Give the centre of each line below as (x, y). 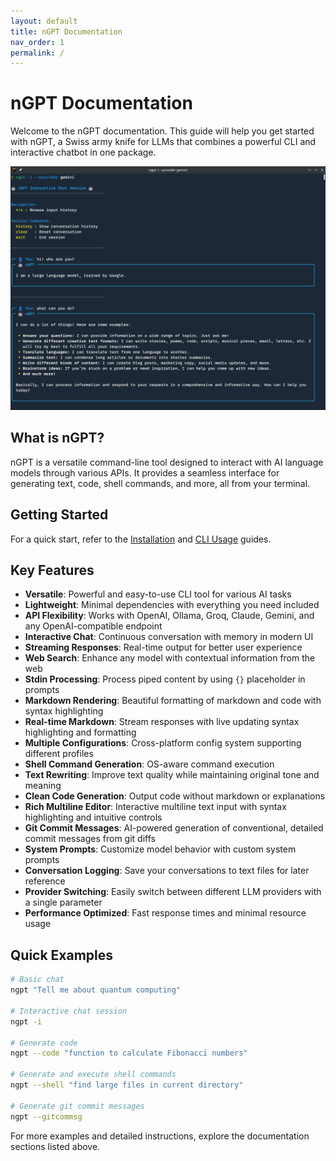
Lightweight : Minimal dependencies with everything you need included (172, 605)
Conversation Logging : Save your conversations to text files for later (167, 871)
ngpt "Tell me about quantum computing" (96, 990)
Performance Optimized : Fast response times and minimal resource (165, 913)
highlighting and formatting (80, 732)
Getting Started (59, 515)
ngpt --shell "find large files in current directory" (127, 1085)
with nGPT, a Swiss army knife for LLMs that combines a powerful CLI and (163, 142)
